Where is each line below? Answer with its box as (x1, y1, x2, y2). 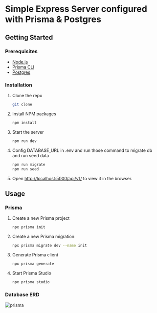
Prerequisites (5, 48, 38, 55)
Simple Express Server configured (5, 3, 148, 15)
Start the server (12, 129, 44, 135)
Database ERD (5, 291, 40, 298)
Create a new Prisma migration (12, 233, 75, 240)
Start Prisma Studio (12, 270, 51, 276)
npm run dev (12, 138, 37, 144)
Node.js (12, 59, 28, 64)
